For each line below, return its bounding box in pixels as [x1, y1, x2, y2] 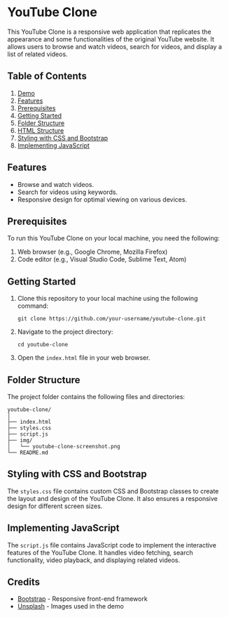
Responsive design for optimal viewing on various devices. [17, 195, 188, 204]
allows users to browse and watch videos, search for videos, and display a [7, 42, 223, 51]
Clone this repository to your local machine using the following [17, 294, 198, 303]
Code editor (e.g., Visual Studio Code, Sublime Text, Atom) [17, 255, 187, 264]
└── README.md [7, 449, 49, 456]
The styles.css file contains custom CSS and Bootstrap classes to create [7, 486, 219, 495]
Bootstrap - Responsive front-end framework [17, 595, 148, 603]
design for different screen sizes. [7, 502, 103, 510]
